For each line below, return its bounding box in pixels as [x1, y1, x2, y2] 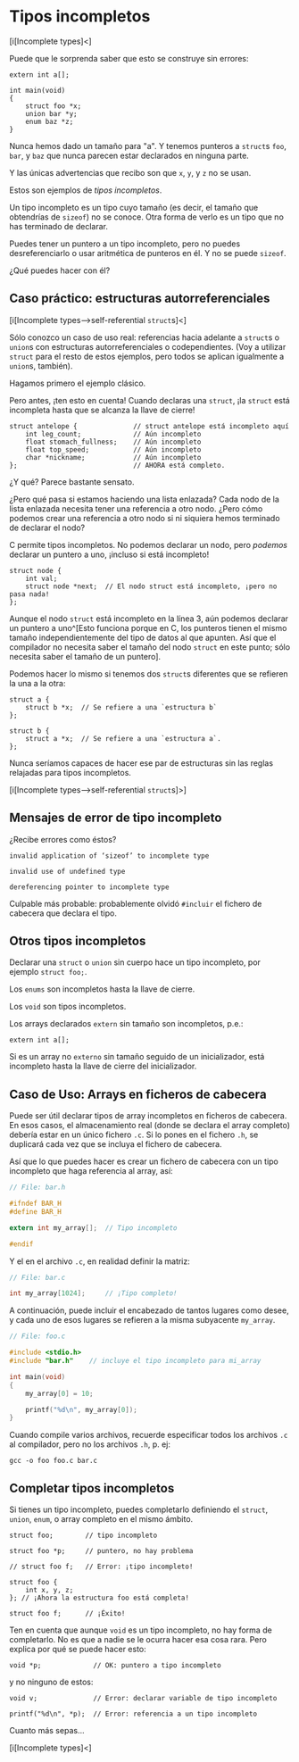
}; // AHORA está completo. [9, 461, 226, 470]
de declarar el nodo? [9, 522, 86, 533]
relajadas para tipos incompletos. [9, 767, 132, 777]
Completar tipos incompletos [9, 1480, 175, 1496]
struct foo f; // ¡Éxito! [9, 1609, 126, 1618]
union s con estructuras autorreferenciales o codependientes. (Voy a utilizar [9, 341, 287, 352]
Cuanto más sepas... [9, 1725, 85, 1736]
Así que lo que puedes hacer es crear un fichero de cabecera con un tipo [9, 1156, 279, 1167]
